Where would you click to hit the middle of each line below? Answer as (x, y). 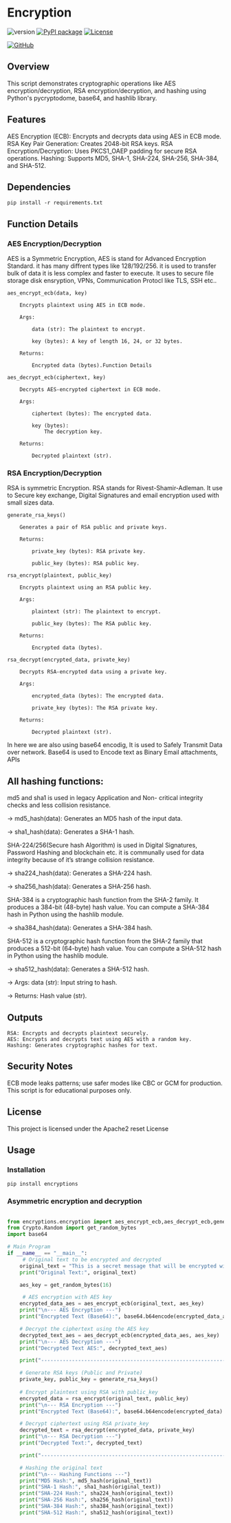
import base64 (27, 1235)
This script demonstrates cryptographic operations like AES (92, 83)
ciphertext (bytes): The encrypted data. (92, 414)
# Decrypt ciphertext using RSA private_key (84, 1424)
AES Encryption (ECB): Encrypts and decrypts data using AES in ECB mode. (114, 136)
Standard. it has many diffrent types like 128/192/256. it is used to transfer (112, 266)
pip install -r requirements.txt (55, 203)
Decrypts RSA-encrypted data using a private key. (93, 672)
